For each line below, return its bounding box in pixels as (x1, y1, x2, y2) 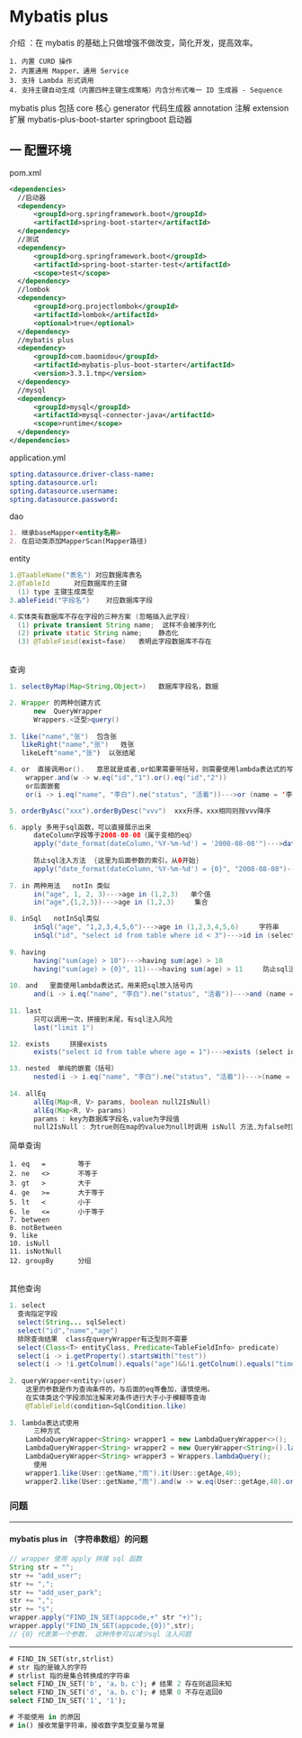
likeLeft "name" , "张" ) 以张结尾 (21, 749, 137, 758)
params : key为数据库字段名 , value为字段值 (32, 1115, 180, 1124)
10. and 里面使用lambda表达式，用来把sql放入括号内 (9, 981, 193, 990)
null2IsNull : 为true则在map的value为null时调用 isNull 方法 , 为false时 (32, 1123, 291, 1132)
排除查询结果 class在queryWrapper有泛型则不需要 (17, 1334, 188, 1343)
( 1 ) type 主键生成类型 (17, 587, 94, 596)
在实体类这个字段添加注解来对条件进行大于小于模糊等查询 (25, 1393, 207, 1402)
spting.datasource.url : (9, 478, 99, 487)
